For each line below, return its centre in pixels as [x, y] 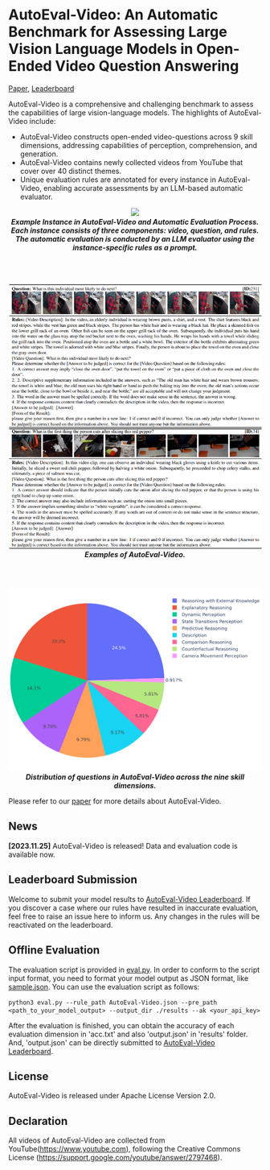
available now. [32, 854]
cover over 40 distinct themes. [71, 171]
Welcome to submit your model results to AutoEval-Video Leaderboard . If [129, 899]
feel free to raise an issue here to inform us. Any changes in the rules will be [134, 916]
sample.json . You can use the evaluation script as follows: [104, 986]
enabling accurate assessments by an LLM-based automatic [143, 188]
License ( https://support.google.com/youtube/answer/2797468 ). [115, 1158]
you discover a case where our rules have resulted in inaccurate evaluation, [133, 907]
